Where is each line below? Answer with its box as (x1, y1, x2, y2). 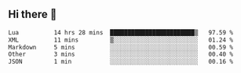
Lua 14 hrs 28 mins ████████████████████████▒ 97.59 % (8, 28, 234, 36)
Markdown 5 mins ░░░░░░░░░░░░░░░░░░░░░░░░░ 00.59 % (8, 43, 234, 51)
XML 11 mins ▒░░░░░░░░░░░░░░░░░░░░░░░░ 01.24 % (8, 36, 234, 44)
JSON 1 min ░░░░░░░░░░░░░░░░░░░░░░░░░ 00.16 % (8, 58, 234, 66)
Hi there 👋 (8, 8, 57, 21)
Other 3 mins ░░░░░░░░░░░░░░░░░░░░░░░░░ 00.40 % (8, 50, 234, 59)
